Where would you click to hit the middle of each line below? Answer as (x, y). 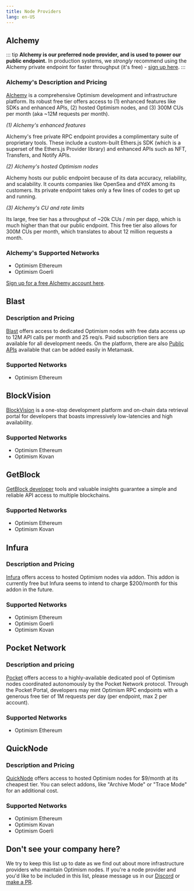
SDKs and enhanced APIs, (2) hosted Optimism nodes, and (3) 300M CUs (95, 107)
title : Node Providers (34, 11)
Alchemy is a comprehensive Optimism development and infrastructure (91, 95)
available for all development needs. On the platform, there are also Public (95, 343)
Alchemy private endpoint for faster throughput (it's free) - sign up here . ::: (96, 67)
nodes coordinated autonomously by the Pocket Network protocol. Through (97, 684)
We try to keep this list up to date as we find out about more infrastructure (95, 863)
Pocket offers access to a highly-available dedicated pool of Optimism (91, 677)
